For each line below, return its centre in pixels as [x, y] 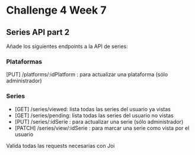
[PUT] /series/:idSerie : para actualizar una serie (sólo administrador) [99, 121]
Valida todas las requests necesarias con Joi [60, 146]
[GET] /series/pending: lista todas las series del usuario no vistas [94, 115]
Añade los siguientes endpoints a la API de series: [67, 46]
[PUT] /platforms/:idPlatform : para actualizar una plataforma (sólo [87, 75]
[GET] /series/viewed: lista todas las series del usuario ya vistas [92, 109]
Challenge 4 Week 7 [56, 10]
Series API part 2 [38, 32]
